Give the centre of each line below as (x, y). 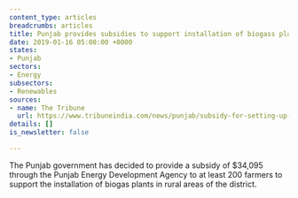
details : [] (31, 125)
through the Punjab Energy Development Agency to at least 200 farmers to (146, 174)
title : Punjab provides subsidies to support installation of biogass (142, 34)
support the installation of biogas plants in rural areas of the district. (133, 184)
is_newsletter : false (49, 133)
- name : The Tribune (47, 108)
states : (24, 50)
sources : (25, 99)
